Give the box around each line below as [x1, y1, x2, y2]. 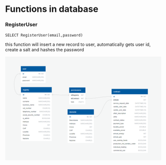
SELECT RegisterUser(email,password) [5, 33, 83, 38]
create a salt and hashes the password [5, 47, 84, 53]
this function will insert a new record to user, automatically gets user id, [5, 41, 151, 47]
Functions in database [5, 3, 99, 15]
